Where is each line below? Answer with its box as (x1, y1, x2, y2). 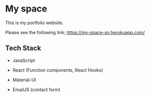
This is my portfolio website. (5, 20, 64, 26)
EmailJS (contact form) (12, 86, 60, 92)
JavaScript (12, 57, 35, 63)
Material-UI (12, 76, 36, 83)
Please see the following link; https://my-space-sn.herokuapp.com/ (5, 29, 145, 35)
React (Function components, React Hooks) (12, 67, 103, 73)
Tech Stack (5, 44, 41, 53)
